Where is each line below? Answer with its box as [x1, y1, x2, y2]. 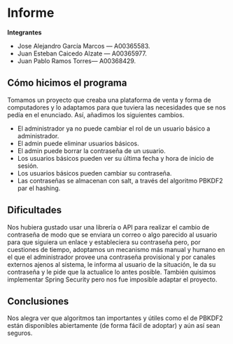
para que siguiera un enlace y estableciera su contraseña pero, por [7, 237, 201, 246]
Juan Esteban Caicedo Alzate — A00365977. [17, 49, 147, 58]
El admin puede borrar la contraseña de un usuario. [17, 146, 166, 155]
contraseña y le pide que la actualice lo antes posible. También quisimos [7, 267, 216, 276]
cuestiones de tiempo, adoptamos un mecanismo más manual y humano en [7, 245, 225, 253]
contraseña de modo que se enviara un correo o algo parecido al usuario [7, 230, 218, 239]
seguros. [7, 329, 33, 338]
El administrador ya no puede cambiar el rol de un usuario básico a [17, 124, 211, 133]
